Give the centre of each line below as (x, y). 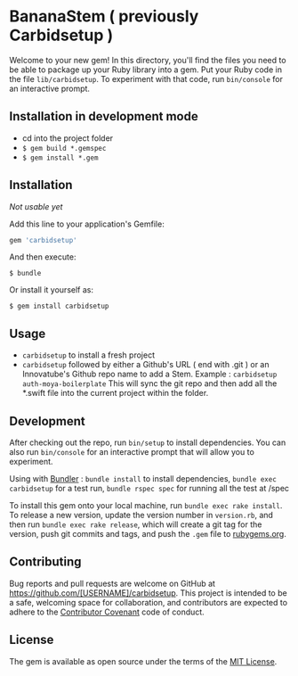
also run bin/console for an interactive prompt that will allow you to (132, 452)
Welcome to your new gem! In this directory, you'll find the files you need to (148, 60)
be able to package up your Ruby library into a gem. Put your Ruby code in (146, 70)
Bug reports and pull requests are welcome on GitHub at (113, 583)
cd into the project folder (68, 138)
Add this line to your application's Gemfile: (87, 224)
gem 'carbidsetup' (43, 240)
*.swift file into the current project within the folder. (115, 393)
